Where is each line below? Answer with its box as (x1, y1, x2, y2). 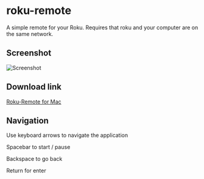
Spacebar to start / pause (6, 144, 71, 151)
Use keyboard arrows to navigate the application (6, 132, 128, 139)
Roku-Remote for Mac (6, 98, 62, 105)
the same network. (6, 30, 54, 37)
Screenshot (6, 48, 52, 58)
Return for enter (6, 167, 47, 174)
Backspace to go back (6, 155, 63, 163)
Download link (6, 82, 62, 92)
